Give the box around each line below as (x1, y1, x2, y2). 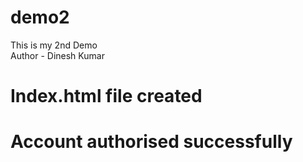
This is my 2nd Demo (10, 39, 98, 51)
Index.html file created (10, 85, 203, 108)
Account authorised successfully (10, 131, 293, 153)
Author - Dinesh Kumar (10, 49, 105, 61)
